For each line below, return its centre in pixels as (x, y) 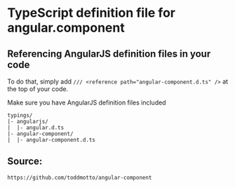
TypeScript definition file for (91, 13)
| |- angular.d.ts (36, 128)
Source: (25, 162)
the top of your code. (38, 89)
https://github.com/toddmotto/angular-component (80, 177)
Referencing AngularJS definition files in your (109, 54)
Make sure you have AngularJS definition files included (87, 102)
